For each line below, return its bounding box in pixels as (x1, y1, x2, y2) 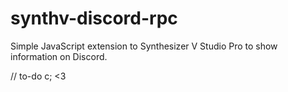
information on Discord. (10, 50, 108, 62)
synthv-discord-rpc (10, 7, 178, 30)
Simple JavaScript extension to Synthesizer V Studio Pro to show (10, 40, 278, 52)
